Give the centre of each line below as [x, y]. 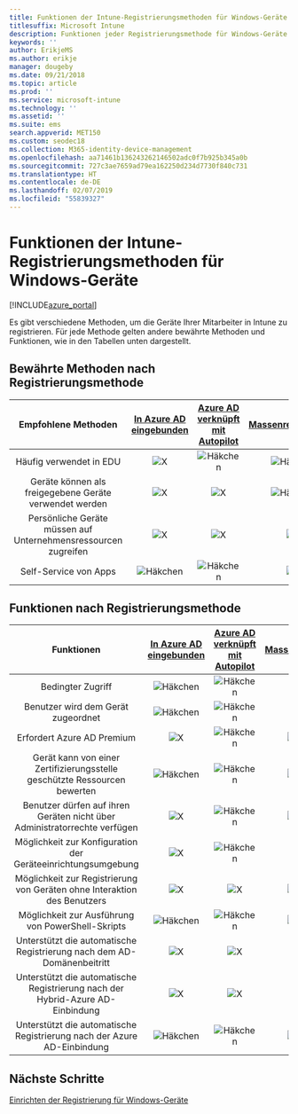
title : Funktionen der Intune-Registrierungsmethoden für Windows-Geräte [149, 17]
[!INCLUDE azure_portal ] [53, 305]
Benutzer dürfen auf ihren [76, 805]
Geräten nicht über [76, 817]
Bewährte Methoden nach [82, 369]
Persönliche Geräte [68, 518]
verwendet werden [68, 504]
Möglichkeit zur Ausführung [76, 915]
